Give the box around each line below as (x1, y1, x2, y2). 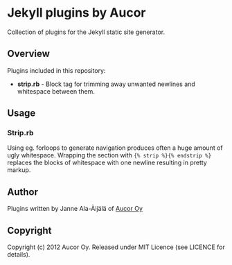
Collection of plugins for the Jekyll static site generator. (7, 28, 165, 36)
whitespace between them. (17, 87, 96, 95)
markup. (7, 166, 31, 174)
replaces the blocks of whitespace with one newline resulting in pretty (7, 158, 208, 167)
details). (7, 250, 30, 259)
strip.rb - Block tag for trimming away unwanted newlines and (17, 80, 195, 88)
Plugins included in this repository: (7, 66, 106, 74)
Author (7, 186, 38, 198)
